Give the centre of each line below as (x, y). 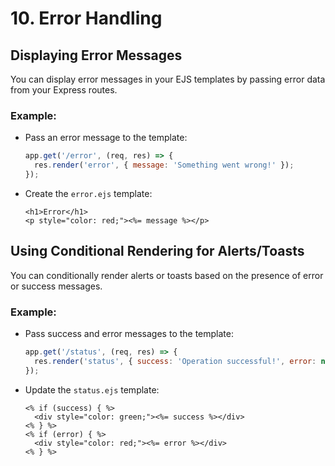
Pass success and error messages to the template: (129, 334)
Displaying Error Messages (96, 55)
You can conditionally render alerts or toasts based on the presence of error (167, 275)
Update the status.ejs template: (92, 389)
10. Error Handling (86, 18)
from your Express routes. (64, 90)
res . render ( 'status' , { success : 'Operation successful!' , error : (175, 361)
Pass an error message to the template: (106, 138)
